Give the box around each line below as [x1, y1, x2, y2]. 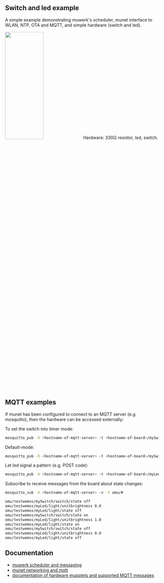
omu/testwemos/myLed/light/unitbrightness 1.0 [5, 517, 102, 522]
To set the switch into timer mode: [5, 426, 74, 432]
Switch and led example [5, 4, 80, 12]
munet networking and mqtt [12, 567, 68, 573]
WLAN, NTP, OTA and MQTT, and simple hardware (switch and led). [5, 22, 142, 28]
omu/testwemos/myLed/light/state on [5, 522, 80, 527]
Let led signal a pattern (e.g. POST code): [5, 462, 89, 469]
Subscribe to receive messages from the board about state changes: [5, 481, 143, 487]
